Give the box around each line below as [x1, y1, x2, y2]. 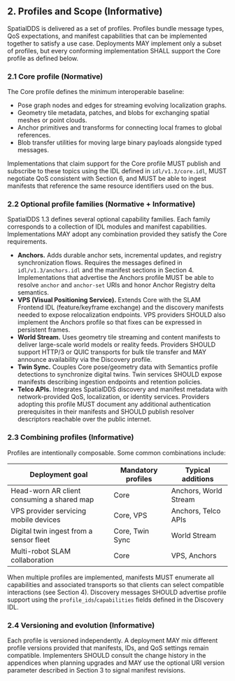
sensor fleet [10, 534, 50, 544]
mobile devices [10, 515, 61, 525]
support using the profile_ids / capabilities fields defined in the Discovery [7, 595, 224, 604]
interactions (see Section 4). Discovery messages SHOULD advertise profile [7, 588, 227, 596]
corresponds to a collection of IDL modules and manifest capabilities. [7, 222, 207, 231]
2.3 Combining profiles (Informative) [7, 433, 134, 443]
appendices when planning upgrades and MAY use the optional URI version [7, 659, 225, 667]
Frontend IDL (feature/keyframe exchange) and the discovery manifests [17, 303, 224, 311]
